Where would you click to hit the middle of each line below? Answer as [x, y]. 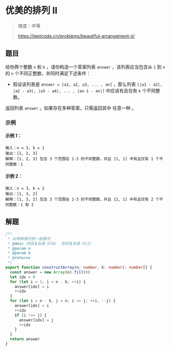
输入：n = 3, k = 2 [25, 189]
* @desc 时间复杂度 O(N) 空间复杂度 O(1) [50, 244]
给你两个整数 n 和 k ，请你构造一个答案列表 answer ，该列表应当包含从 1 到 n [85, 67]
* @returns [19, 258]
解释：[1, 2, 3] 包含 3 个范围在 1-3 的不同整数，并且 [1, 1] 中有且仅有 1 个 [82, 159]
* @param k [19, 253]
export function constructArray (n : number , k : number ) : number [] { [79, 268]
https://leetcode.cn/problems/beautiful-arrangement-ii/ [76, 36]
